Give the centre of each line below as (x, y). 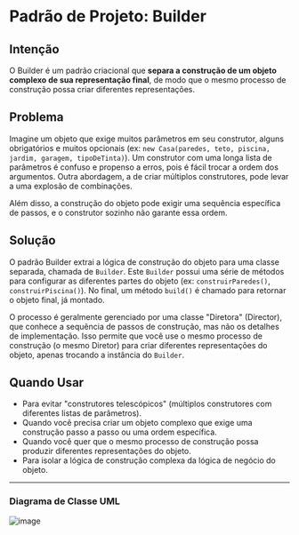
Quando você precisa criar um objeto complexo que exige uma (137, 423)
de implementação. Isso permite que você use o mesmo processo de (136, 336)
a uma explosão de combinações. (71, 186)
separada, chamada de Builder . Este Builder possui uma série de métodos (147, 271)
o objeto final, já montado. (57, 299)
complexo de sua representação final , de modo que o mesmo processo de (148, 80)
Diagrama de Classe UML (65, 501)
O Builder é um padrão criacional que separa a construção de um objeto (143, 70)
